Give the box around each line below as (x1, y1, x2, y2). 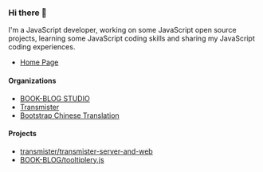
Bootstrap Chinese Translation (19, 111, 120, 120)
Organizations (8, 76, 57, 85)
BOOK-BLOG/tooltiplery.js (19, 154, 105, 164)
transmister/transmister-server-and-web (19, 147, 153, 156)
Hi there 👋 (8, 7, 48, 18)
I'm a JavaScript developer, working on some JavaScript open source (8, 25, 237, 35)
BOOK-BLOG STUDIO (19, 93, 90, 103)
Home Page (19, 57, 59, 67)
